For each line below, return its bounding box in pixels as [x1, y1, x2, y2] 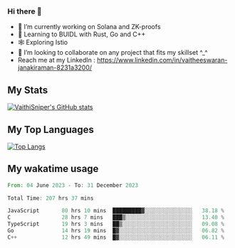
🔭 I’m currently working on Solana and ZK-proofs [17, 23, 162, 31]
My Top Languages [7, 124, 95, 136]
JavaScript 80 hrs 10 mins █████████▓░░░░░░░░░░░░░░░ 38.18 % [7, 207, 224, 215]
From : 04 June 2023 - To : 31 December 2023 [7, 181, 139, 189]
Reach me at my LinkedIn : [17, 56, 96, 65]
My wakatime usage [7, 163, 99, 175]
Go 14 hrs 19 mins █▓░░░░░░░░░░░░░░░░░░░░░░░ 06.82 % [7, 227, 224, 234]
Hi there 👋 [7, 6, 43, 16]
